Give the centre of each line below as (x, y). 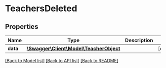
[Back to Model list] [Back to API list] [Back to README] (62, 61)
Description (139, 40)
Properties (22, 27)
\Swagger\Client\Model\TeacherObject (73, 48)
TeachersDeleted (41, 9)
